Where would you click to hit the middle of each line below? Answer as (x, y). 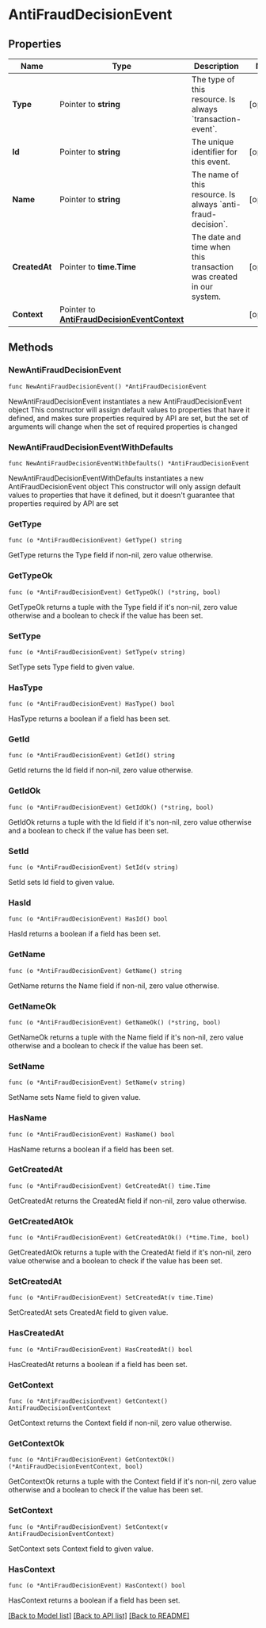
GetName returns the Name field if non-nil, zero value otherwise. (114, 986)
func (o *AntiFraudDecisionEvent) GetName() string (95, 971)
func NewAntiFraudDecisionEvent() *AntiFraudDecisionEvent (108, 386)
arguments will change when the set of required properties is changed (123, 427)
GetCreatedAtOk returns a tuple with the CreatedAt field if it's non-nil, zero (130, 1253)
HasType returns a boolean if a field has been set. (89, 718)
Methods (31, 348)
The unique (213, 142)
